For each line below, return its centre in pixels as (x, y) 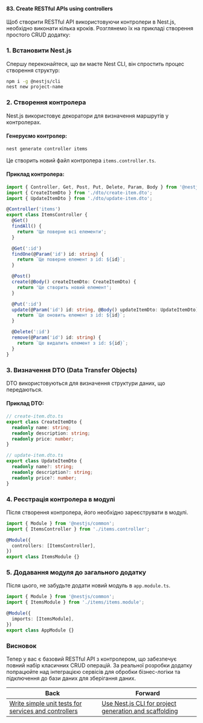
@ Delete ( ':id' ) (31, 332)
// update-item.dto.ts (35, 455)
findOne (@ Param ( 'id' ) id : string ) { (58, 254)
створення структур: (33, 70)
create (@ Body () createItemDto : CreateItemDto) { (74, 282)
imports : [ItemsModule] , (43, 619)
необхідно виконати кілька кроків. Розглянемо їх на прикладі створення (100, 28)
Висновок (21, 645)
